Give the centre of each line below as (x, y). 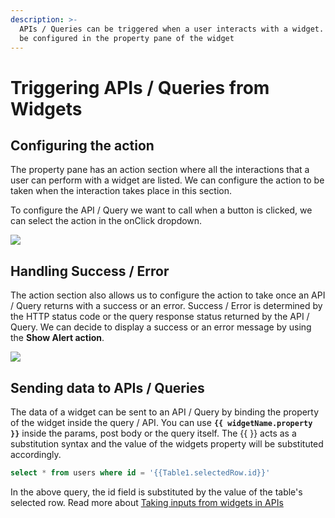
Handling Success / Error (90, 271)
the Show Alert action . (57, 338)
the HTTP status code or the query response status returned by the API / (160, 317)
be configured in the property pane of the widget (127, 38)
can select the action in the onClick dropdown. (106, 221)
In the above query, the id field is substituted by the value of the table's (156, 492)
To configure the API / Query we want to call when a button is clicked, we (161, 210)
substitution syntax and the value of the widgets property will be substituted (167, 444)
